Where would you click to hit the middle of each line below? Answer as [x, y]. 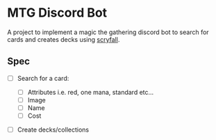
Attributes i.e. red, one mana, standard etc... [91, 92]
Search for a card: [43, 78]
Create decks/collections [53, 130]
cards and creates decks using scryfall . [64, 39]
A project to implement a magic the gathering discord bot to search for [108, 32]
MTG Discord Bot [57, 13]
